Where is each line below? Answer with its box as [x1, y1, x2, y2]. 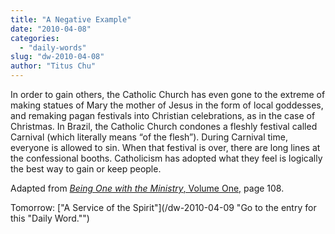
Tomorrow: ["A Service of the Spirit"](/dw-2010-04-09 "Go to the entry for [10, 202, 317, 213]
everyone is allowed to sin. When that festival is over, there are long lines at [10, 142, 321, 153]
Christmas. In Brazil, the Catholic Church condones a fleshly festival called [10, 121, 318, 132]
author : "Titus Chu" [10, 61, 97, 71]
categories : [10, 33, 60, 43]
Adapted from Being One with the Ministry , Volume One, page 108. [10, 182, 285, 194]
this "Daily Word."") [10, 212, 90, 224]
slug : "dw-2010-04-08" [10, 52, 105, 62]
